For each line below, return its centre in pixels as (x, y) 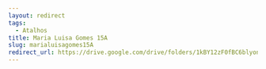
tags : (17, 23)
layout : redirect (37, 15)
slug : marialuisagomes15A (51, 45)
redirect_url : (32, 52)
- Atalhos (31, 30)
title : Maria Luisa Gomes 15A (58, 38)
